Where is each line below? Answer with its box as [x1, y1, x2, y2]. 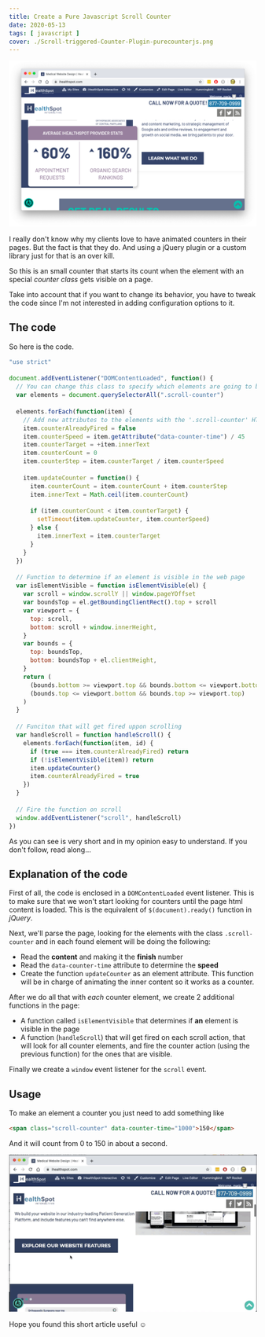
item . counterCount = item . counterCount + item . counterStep [29, 482, 227, 490]
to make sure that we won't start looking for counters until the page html [9, 897, 243, 906]
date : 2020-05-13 [9, 20, 66, 29]
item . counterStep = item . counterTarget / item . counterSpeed [23, 457, 224, 465]
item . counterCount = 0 [23, 449, 98, 457]
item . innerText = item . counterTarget [37, 532, 160, 540]
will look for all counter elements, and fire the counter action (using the [20, 1041, 250, 1051]
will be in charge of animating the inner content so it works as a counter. [20, 977, 255, 986]
